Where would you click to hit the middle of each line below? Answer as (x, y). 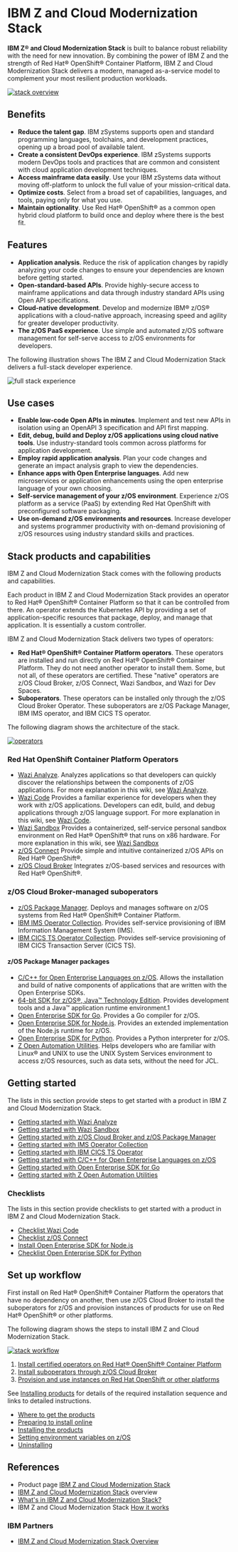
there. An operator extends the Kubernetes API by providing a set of (107, 610)
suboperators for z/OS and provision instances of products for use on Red (116, 1307)
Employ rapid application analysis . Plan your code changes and (112, 458)
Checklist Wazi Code (48, 1230)
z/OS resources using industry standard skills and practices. (106, 534)
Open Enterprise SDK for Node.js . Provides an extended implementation (123, 1023)
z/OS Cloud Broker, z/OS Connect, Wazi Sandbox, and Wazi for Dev (117, 683)
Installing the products (50, 1429)
